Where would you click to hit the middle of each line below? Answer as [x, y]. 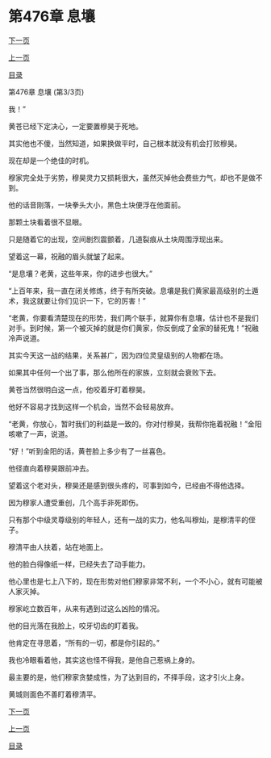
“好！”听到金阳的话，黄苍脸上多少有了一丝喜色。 [90, 451]
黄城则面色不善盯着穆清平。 [54, 694]
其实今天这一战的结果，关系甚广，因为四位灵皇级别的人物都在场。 [118, 355]
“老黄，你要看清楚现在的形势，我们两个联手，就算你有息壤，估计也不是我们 [134, 318]
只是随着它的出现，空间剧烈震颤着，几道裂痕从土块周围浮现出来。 [118, 239]
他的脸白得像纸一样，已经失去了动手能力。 [79, 564]
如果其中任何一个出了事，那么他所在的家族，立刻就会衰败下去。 [114, 372]
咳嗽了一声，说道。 [40, 433]
